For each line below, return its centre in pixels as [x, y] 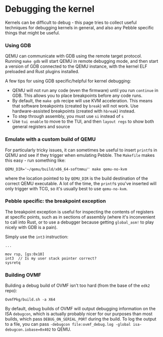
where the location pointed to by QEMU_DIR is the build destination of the [77, 178]
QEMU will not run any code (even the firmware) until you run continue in [85, 91]
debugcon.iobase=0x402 [28, 330]
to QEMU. [62, 329]
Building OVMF [23, 275]
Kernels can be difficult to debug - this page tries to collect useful [71, 22]
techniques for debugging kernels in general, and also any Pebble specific [80, 27]
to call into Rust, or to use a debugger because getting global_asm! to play [80, 222]
